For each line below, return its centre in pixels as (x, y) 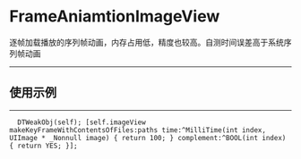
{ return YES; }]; (43, 146)
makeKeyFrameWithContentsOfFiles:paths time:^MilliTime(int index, (138, 130)
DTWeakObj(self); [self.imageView (82, 122)
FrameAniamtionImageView (115, 17)
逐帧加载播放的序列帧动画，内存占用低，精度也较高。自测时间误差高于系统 (146, 42)
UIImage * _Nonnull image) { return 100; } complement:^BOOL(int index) (148, 138)
